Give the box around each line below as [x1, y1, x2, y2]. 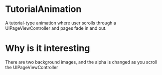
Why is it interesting [5, 43, 90, 54]
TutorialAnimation [5, 3, 82, 15]
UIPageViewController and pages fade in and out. [5, 25, 107, 31]
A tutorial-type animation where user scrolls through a [5, 20, 116, 26]
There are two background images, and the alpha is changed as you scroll [5, 59, 158, 65]
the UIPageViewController [5, 64, 58, 70]
